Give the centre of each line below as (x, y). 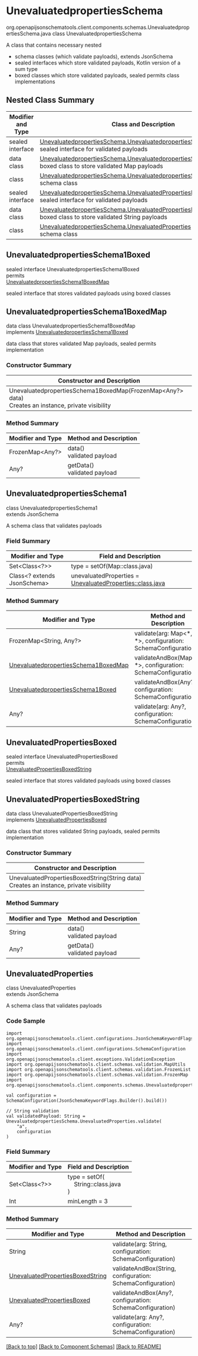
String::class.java (98, 1184)
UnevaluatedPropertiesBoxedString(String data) (75, 878)
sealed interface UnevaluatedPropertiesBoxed (62, 757)
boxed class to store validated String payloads (104, 217)
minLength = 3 (88, 1201)
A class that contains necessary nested (54, 45)
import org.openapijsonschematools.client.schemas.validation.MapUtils (96, 1064)
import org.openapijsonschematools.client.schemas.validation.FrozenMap (97, 1075)
